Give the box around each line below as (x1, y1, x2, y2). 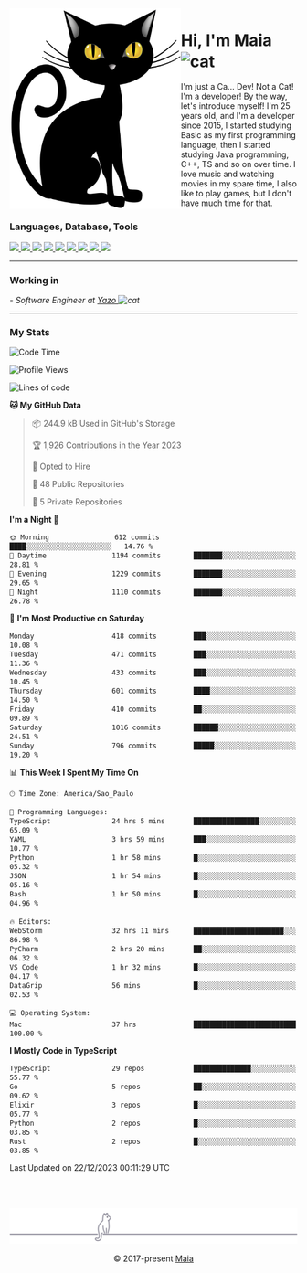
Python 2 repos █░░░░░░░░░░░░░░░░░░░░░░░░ (9, 1119, 297, 1129)
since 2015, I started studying (181, 120, 292, 131)
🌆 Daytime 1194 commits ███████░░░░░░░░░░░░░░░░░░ (9, 551, 297, 560)
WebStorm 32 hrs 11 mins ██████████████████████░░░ (9, 927, 297, 936)
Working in (9, 273, 59, 286)
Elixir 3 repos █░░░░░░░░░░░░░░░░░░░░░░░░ (9, 1100, 297, 1110)
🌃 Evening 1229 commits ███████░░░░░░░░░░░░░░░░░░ (9, 569, 297, 578)
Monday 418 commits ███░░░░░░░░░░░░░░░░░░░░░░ (9, 631, 297, 642)
